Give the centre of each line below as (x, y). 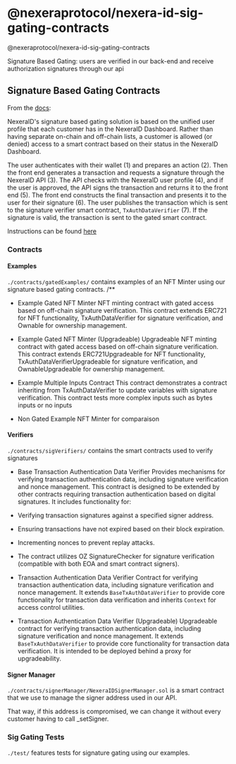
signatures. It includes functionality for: (74, 502)
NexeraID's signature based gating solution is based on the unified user (111, 121)
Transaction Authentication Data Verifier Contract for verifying (108, 578)
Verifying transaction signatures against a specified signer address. (116, 515)
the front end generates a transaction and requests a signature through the (116, 172)
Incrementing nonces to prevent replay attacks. (86, 543)
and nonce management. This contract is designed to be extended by (118, 487)
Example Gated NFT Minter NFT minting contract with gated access (116, 303)
